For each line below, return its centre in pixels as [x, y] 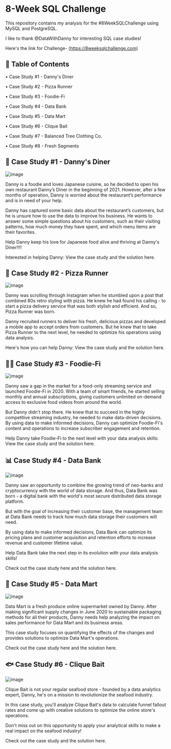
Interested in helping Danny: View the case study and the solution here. [80, 257]
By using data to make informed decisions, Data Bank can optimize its [79, 532]
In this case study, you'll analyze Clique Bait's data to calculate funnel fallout [86, 705]
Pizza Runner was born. [30, 311]
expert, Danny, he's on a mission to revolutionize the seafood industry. [79, 694]
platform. [15, 501]
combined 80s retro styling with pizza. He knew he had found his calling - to [86, 301]
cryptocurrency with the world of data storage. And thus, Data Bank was [81, 490]
